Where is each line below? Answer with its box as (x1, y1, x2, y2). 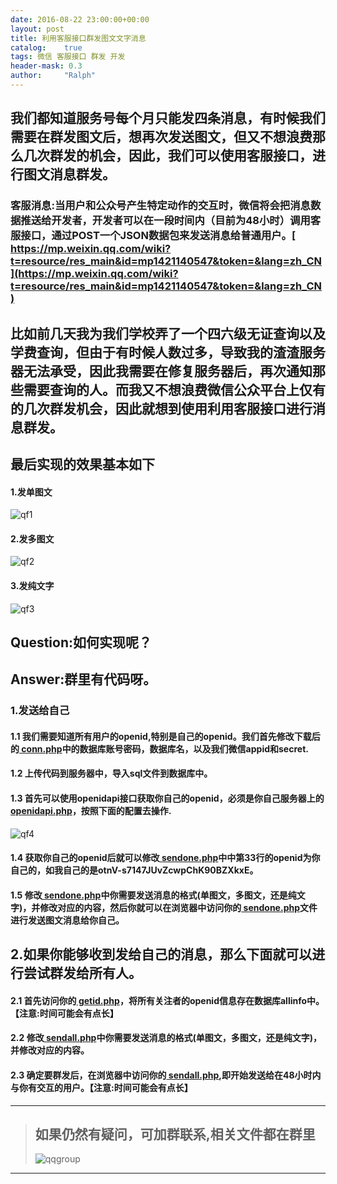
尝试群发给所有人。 (23, 965, 142, 982)
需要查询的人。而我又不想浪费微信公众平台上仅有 (23, 381, 326, 398)
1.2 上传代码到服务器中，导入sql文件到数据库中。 (10, 767, 213, 780)
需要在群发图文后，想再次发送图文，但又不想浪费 (10, 129, 313, 146)
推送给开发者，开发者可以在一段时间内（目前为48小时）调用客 (20, 214, 322, 228)
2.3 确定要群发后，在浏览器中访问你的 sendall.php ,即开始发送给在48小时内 (10, 1069, 322, 1081)
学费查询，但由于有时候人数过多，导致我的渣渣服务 (10, 344, 326, 361)
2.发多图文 (10, 532, 55, 545)
